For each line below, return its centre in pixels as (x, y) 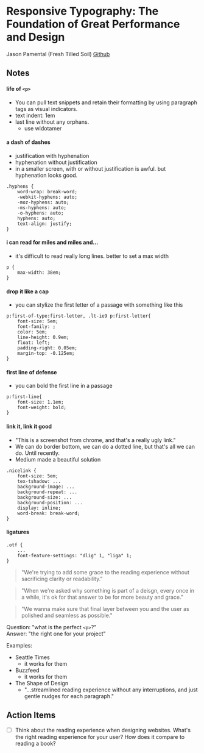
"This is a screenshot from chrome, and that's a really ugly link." (95, 440)
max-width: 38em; (39, 273)
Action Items (31, 716)
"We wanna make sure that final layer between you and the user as (105, 608)
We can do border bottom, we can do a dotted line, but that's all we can (105, 446)
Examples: (19, 645)
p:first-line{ (24, 397)
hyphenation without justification (56, 162)
